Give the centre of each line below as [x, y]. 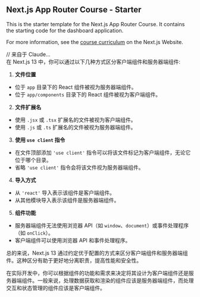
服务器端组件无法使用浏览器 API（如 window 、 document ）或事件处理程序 [102, 225]
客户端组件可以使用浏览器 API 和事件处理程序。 [73, 240]
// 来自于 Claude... [28, 54]
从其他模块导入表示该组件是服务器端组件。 [67, 200]
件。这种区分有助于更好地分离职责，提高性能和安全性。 [74, 260]
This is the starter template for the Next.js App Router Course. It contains [96, 24]
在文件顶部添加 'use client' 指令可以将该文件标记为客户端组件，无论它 [103, 152]
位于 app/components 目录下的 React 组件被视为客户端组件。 [88, 94]
